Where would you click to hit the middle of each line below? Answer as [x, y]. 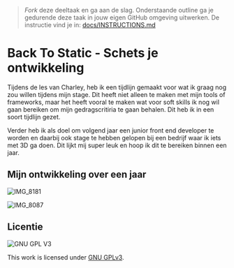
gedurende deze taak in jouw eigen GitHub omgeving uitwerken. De [122, 17]
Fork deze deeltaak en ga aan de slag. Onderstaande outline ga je [119, 10]
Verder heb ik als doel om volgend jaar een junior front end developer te [111, 130]
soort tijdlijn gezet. [34, 117]
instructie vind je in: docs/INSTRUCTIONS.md [90, 25]
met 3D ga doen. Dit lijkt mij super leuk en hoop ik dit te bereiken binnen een [117, 145]
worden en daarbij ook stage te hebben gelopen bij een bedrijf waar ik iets [114, 137]
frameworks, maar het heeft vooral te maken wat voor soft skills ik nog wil [114, 102]
